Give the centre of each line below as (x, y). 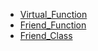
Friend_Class (46, 35)
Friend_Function (53, 25)
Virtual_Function (53, 14)
